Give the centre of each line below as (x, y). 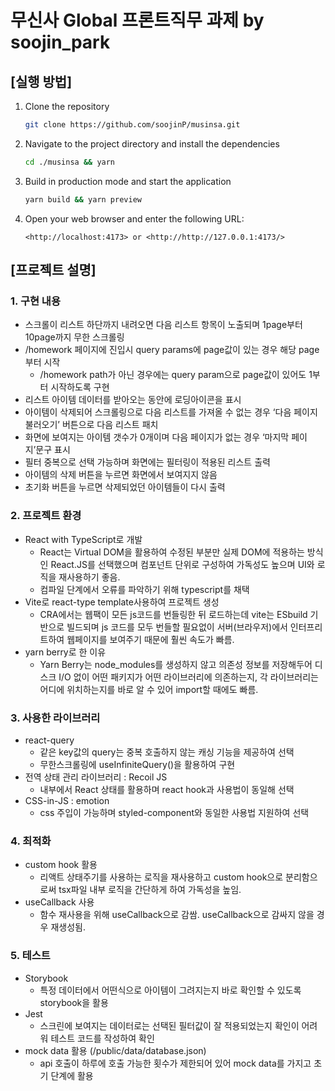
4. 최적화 (31, 841)
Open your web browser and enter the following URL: (134, 218)
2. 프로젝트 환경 (46, 516)
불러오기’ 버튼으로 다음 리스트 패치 (91, 425)
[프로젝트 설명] (53, 270)
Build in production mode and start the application (128, 181)
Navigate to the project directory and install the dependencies (152, 143)
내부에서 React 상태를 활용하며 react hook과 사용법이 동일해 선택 (167, 789)
